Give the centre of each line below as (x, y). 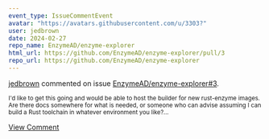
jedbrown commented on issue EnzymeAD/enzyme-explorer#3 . (114, 83)
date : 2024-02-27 (37, 38)
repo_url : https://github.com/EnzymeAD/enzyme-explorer (104, 61)
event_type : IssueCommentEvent (61, 16)
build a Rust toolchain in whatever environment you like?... (89, 112)
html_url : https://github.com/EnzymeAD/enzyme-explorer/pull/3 (117, 53)
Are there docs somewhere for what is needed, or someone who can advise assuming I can (135, 105)
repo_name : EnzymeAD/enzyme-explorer (72, 46)
